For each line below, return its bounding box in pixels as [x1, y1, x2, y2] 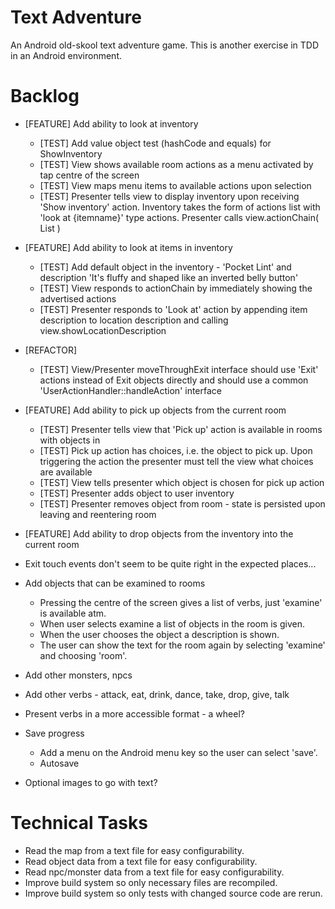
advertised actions [39, 292, 117, 305]
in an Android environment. [10, 49, 123, 61]
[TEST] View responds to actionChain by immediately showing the [39, 282, 313, 294]
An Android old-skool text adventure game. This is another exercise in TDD [10, 39, 320, 51]
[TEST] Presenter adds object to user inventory [39, 487, 235, 499]
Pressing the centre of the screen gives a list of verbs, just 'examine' [39, 596, 323, 608]
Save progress [24, 727, 85, 739]
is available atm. [39, 607, 107, 619]
